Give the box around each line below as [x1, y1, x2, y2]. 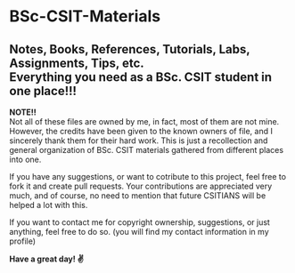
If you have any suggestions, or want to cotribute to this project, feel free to [9, 172, 287, 181]
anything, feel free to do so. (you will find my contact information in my [9, 227, 269, 237]
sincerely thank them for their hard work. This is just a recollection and [9, 135, 268, 146]
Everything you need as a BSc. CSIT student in [9, 69, 273, 84]
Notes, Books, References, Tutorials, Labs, [9, 42, 250, 57]
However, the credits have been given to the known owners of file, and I [9, 126, 274, 136]
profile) [9, 236, 37, 246]
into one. [9, 154, 42, 165]
